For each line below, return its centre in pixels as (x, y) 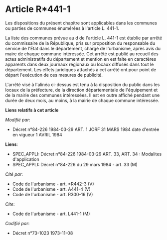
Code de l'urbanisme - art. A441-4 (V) (51, 189)
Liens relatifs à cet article (32, 110)
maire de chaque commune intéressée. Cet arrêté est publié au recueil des (82, 54)
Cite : (10, 204)
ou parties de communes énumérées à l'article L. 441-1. (62, 28)
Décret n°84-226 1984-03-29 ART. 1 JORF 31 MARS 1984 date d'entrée (86, 129)
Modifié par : (18, 120)
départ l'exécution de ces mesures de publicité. (54, 75)
